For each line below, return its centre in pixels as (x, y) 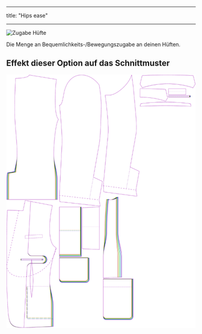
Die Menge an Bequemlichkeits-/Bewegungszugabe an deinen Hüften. (93, 44)
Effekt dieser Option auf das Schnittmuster (88, 63)
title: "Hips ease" (27, 15)
